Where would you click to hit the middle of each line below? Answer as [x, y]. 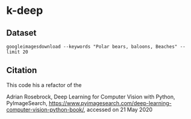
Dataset [22, 33]
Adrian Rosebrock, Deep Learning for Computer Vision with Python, [91, 97]
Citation [22, 70]
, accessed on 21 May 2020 [118, 109]
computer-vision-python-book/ [45, 109]
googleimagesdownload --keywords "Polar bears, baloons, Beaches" [92, 47]
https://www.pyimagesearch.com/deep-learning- [110, 103]
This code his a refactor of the [44, 85]
